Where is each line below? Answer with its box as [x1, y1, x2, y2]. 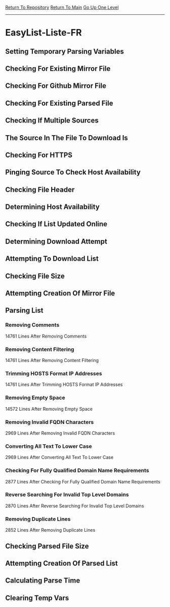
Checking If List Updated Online [5, 220, 108, 228]
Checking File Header [5, 185, 75, 194]
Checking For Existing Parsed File [5, 99, 113, 107]
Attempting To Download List [5, 254, 99, 263]
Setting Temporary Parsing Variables [5, 47, 124, 55]
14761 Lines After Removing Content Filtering [5, 357, 99, 363]
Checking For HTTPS [5, 150, 72, 159]
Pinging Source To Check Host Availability [5, 168, 141, 177]
